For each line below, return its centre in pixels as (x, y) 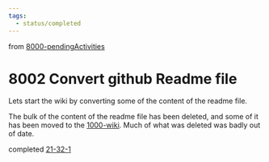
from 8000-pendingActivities (57, 46)
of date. (21, 134)
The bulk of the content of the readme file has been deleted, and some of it (133, 117)
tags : (17, 16)
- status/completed (48, 23)
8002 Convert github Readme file (123, 79)
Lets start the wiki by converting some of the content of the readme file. (128, 101)
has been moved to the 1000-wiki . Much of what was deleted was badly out (134, 125)
